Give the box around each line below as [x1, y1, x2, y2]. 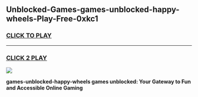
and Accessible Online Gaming [6, 84, 83, 91]
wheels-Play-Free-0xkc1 [6, 14, 98, 24]
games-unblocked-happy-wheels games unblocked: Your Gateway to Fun [6, 78, 192, 85]
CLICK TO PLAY [6, 32, 52, 40]
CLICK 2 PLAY [6, 53, 47, 62]
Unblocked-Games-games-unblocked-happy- [6, 5, 180, 15]
